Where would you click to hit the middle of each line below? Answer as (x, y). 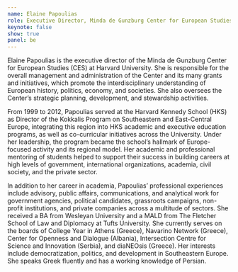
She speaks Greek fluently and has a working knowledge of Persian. (107, 261)
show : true (23, 34)
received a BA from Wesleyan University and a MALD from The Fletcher (112, 216)
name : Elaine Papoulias (42, 14)
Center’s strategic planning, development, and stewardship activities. (108, 98)
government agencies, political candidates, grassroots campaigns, (104, 201)
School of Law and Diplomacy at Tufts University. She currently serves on (115, 223)
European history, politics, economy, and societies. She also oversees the (115, 91)
